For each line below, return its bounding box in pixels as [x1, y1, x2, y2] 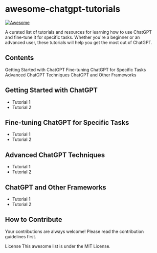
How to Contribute [5, 215, 63, 224]
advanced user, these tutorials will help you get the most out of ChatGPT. [5, 39, 153, 45]
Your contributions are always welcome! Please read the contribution [5, 229, 144, 234]
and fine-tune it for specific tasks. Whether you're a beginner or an [5, 34, 140, 40]
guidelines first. [5, 233, 37, 239]
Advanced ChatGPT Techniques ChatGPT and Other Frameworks [5, 72, 136, 78]
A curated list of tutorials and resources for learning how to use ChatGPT [5, 29, 152, 35]
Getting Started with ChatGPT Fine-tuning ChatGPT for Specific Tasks [5, 67, 146, 72]
